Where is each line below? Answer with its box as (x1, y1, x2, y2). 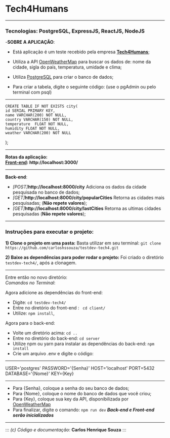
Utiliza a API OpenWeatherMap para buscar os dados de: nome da (12, 59, 151, 65)
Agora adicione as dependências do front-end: (5, 289, 103, 295)
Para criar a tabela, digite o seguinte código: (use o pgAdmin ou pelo (12, 84, 156, 90)
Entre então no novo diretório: (5, 274, 67, 280)
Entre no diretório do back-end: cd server (12, 335, 100, 341)
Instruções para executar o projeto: (5, 228, 94, 235)
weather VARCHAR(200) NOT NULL (5, 131, 71, 136)
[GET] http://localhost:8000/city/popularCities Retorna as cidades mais (12, 195, 165, 201)
